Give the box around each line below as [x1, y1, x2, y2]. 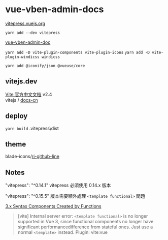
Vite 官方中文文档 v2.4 [5, 91, 52, 97]
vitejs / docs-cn [5, 97, 38, 103]
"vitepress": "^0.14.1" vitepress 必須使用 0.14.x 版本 [5, 182, 111, 189]
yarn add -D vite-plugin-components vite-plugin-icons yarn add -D [5, 50, 150, 55]
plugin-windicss [5, 54, 40, 59]
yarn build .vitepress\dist [5, 125, 59, 131]
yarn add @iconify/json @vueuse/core [5, 63, 85, 68]
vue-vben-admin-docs [5, 4, 104, 15]
